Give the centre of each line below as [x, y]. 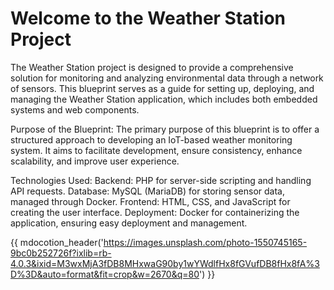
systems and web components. [75, 109]
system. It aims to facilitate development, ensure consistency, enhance [156, 150]
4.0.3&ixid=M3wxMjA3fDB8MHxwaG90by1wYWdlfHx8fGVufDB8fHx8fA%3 [165, 263]
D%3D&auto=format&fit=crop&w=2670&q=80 [105, 274]
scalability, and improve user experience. [95, 161]
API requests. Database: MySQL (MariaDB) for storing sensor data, [147, 191]
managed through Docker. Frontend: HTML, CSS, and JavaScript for [150, 201]
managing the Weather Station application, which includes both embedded [164, 99]
